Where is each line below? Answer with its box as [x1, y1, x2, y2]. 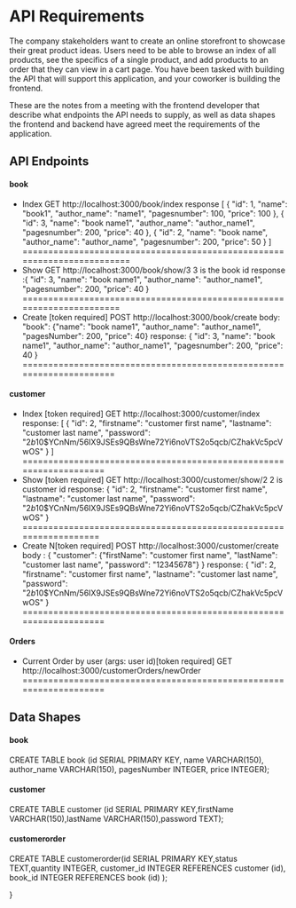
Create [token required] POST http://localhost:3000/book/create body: [21, 312, 281, 322]
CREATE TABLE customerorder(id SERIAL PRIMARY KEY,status [9, 853, 238, 864]
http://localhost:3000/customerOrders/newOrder [21, 665, 201, 675]
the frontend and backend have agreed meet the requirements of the [9, 118, 261, 130]
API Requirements [9, 6, 144, 27]
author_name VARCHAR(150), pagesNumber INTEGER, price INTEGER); [9, 763, 270, 774]
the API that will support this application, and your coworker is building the [9, 73, 281, 83]
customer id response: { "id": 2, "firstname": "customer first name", [21, 484, 268, 494]
